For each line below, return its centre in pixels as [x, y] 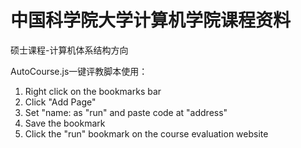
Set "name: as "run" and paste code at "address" [126, 112]
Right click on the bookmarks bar [93, 91]
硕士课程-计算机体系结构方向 [69, 50]
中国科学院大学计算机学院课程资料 [151, 20]
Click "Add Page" [60, 102]
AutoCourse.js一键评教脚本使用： [79, 71]
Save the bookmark [65, 123]
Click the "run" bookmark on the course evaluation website [146, 133]
